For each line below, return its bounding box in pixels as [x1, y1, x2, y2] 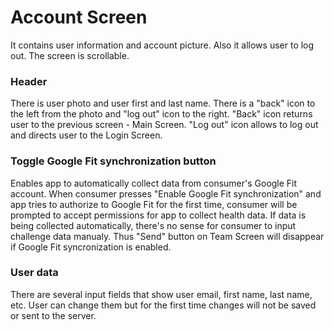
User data [10, 266, 59, 280]
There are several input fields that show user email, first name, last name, [10, 288, 313, 300]
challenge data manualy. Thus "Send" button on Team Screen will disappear [10, 230, 325, 242]
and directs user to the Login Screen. [10, 129, 163, 141]
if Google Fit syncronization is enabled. [10, 241, 172, 253]
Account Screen [10, 6, 148, 29]
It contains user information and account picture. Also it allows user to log [10, 39, 315, 51]
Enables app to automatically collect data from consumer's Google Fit [10, 177, 298, 189]
